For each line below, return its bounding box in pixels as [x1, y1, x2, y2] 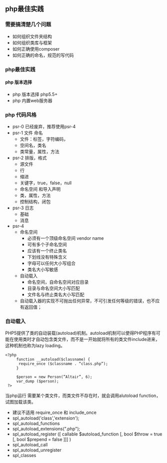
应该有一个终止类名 [27, 248, 67, 254]
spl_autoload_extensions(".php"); [12, 426, 81, 432]
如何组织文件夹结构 [12, 33, 52, 39]
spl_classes [12, 452, 36, 458]
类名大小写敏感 [27, 267, 58, 273]
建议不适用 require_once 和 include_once [12, 409, 97, 415]
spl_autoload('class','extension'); [12, 415, 80, 421]
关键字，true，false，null [19, 180, 72, 186]
